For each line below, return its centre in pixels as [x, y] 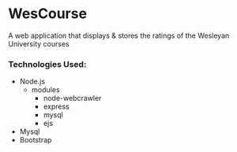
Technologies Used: [47, 64]
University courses [39, 43]
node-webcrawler [72, 98]
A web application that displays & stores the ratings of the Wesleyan [119, 35]
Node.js [32, 82]
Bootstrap [36, 140]
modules [46, 90]
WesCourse [48, 14]
